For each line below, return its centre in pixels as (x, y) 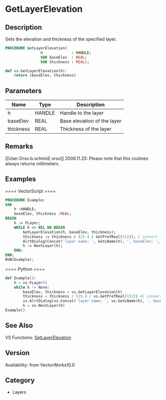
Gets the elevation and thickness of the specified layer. (61, 39)
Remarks (19, 146)
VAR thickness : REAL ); (65, 62)
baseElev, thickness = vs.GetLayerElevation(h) (73, 292)
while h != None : (32, 287)
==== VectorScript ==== (31, 191)
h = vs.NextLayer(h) (44, 306)
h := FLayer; (27, 223)
